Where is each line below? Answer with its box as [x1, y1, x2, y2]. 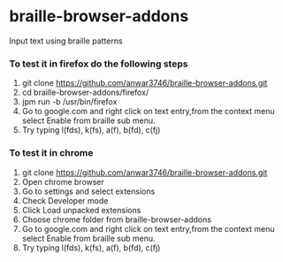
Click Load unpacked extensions [21, 204, 141, 215]
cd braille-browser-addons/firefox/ [21, 87, 149, 98]
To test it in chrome [9, 147, 94, 159]
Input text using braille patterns [9, 35, 123, 46]
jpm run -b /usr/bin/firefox [21, 96, 118, 107]
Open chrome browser [21, 176, 104, 187]
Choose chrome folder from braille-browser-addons [21, 214, 212, 225]
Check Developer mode [21, 195, 109, 205]
